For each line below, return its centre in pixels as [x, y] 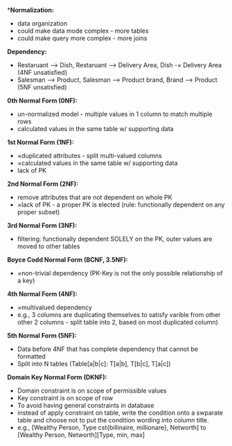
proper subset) [38, 212]
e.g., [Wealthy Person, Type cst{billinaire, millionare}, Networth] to [111, 427]
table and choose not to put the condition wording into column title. [113, 420]
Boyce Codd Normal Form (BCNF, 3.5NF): [68, 260]
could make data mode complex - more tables [83, 31]
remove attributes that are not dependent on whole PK [95, 197]
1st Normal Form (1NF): [41, 142]
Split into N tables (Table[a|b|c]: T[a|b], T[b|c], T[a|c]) [94, 364]
